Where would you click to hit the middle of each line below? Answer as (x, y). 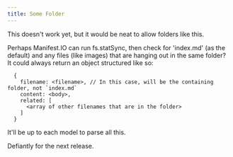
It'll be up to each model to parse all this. (67, 132)
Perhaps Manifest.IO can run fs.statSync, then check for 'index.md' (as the (116, 47)
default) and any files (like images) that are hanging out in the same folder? (117, 55)
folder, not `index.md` (42, 88)
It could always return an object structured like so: (80, 63)
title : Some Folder (36, 14)
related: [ (36, 100)
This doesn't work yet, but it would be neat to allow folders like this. (106, 34)
